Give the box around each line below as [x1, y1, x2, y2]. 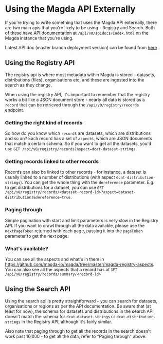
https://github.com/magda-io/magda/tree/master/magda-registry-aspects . [5, 261, 155, 267]
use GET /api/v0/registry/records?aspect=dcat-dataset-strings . [5, 146, 137, 152]
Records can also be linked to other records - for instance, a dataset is [5, 169, 146, 175]
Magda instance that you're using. [5, 35, 74, 41]
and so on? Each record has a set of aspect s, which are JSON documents [5, 136, 152, 142]
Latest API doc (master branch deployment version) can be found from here [5, 44, 157, 50]
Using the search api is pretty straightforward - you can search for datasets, [5, 298, 158, 304]
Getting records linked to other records [5, 158, 99, 164]
